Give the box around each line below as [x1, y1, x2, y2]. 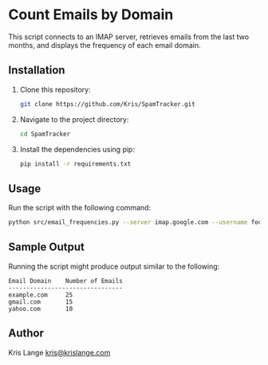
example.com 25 [8, 291, 73, 299]
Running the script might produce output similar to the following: [8, 261, 220, 271]
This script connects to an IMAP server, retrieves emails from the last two [8, 32, 250, 41]
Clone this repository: [19, 84, 91, 94]
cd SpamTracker [19, 130, 71, 138]
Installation [8, 64, 65, 77]
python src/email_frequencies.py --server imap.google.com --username [8, 218, 248, 226]
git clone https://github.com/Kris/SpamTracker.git [19, 100, 195, 108]
